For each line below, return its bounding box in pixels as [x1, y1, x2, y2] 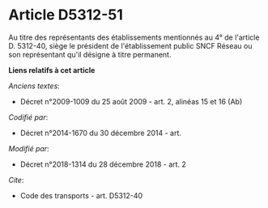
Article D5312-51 [8, 6, 124, 24]
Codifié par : [8, 112, 49, 122]
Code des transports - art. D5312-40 [19, 190, 143, 200]
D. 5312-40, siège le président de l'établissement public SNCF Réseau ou [8, 40, 253, 50]
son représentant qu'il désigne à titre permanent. [8, 49, 172, 59]
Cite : [8, 175, 24, 185]
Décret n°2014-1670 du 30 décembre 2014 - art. [19, 128, 182, 138]
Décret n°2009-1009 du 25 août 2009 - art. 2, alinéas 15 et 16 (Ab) [19, 96, 243, 106]
